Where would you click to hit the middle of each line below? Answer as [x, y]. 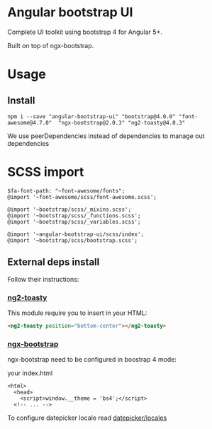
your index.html [30, 373]
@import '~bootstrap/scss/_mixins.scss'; [69, 210]
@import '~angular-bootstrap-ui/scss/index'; [76, 234]
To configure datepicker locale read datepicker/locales [87, 418]
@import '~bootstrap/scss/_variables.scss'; [74, 222]
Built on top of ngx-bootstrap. [51, 45]
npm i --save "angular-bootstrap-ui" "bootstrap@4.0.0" [91, 116]
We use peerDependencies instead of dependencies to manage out [106, 136]
